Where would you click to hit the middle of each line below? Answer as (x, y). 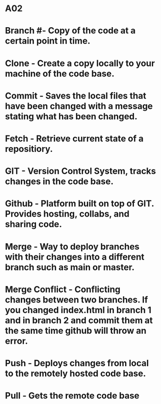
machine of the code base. (60, 74)
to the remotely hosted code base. (76, 373)
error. (16, 341)
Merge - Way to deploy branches (72, 246)
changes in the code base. (59, 181)
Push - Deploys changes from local (77, 363)
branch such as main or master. (70, 267)
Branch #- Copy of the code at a (70, 31)
